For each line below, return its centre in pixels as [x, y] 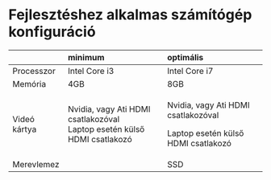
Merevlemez [36, 164]
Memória [29, 84]
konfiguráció [52, 32]
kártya [25, 129]
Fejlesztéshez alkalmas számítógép [130, 15]
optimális [185, 57]
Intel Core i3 [91, 71]
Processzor [34, 71]
